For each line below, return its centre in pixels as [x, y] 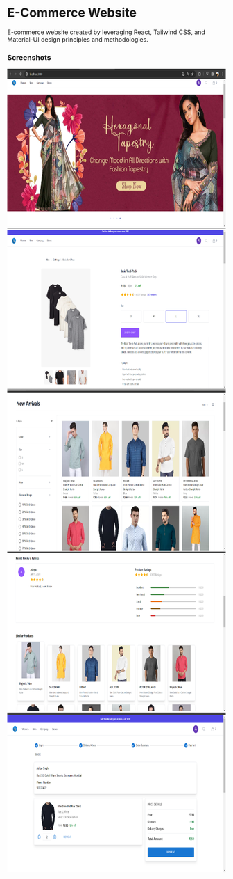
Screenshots [29, 57]
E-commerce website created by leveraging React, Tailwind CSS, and [106, 32]
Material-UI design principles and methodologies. [78, 39]
